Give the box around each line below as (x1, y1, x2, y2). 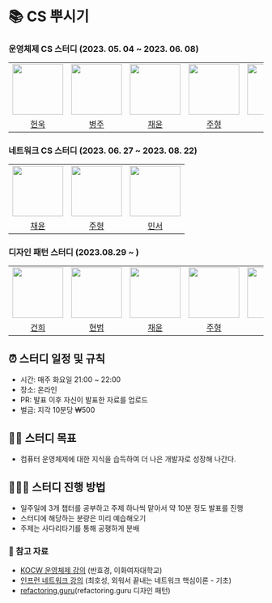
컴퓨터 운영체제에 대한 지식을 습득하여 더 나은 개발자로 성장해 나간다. (19, 454, 236, 464)
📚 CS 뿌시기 (8, 7, 90, 26)
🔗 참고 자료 (8, 546, 49, 557)
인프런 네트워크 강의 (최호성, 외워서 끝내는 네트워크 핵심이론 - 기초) (19, 575, 232, 585)
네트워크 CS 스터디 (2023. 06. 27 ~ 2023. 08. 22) (8, 145, 198, 156)
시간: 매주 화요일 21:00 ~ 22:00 (19, 375, 121, 384)
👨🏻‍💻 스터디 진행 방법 (8, 480, 106, 494)
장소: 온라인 (19, 385, 58, 395)
